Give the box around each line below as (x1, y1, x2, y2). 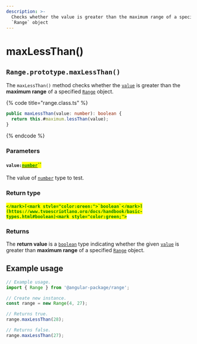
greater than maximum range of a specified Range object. (6, 246, 145, 253)
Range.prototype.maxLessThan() (6, 68, 121, 76)
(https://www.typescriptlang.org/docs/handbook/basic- (6, 208, 143, 214)
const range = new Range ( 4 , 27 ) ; (6, 301, 88, 307)
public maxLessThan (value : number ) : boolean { (6, 111, 122, 117)
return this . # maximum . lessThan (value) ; (11, 116, 109, 122)
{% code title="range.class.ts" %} (6, 99, 88, 106)
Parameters (6, 147, 40, 155)
